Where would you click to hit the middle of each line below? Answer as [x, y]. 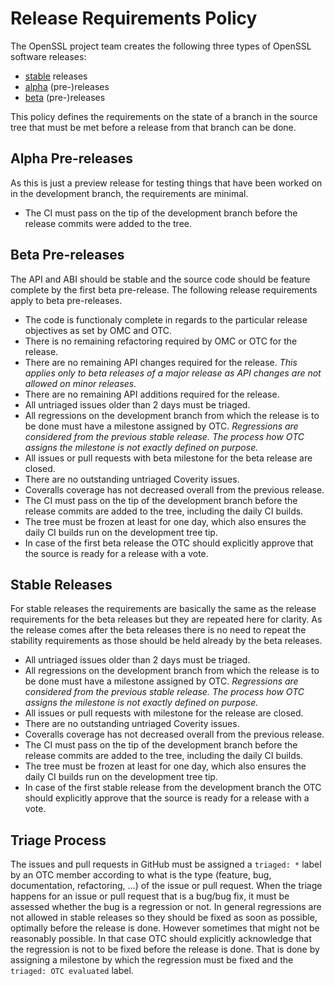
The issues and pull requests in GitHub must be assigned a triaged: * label [166, 864]
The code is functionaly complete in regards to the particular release [166, 319]
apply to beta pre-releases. [66, 300]
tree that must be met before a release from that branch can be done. [153, 127]
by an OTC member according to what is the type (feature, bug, [141, 875]
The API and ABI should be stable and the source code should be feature [160, 279]
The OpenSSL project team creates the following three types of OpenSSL [161, 46]
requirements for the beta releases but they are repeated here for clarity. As [166, 619]
